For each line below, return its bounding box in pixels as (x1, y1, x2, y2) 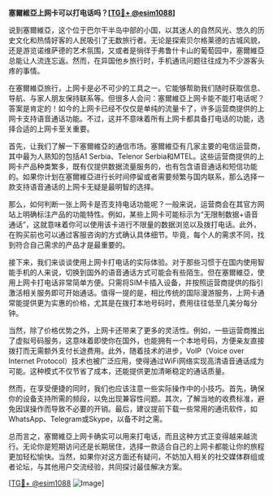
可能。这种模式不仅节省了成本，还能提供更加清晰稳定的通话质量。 (8, 367, 229, 375)
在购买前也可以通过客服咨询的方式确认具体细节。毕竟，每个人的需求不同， (8, 230, 258, 239)
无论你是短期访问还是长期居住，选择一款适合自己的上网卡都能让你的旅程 (22, 441, 265, 451)
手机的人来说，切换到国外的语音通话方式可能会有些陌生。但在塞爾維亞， (15, 268, 258, 277)
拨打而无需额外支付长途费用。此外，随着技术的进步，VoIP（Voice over (8, 346, 245, 355)
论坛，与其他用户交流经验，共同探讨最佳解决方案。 (15, 462, 187, 472)
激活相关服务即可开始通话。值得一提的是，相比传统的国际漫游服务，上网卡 (8, 288, 258, 297)
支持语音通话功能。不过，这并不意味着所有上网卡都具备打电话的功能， (22, 114, 258, 123)
